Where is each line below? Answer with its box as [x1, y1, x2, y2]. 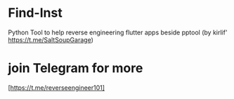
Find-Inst [8, 5, 63, 21]
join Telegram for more [8, 60, 143, 77]
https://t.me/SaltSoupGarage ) [8, 35, 93, 44]
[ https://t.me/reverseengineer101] [8, 83, 105, 92]
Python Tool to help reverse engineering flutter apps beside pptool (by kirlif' [8, 28, 228, 37]
